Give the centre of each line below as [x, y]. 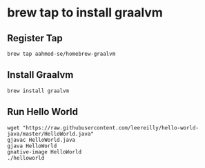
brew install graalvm [38, 91]
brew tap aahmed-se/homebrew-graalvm [61, 54]
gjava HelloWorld [32, 146]
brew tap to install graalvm [85, 13]
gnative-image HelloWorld [44, 152]
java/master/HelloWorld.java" [51, 134]
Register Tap [35, 38]
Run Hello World [42, 112]
